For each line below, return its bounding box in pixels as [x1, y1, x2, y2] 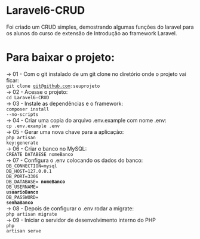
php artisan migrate [6, 211, 58, 217]
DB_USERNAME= [6, 183, 39, 190]
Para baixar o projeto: [6, 51, 115, 65]
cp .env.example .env [6, 123, 60, 129]
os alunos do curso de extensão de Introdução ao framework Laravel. [6, 29, 177, 36]
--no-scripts [6, 111, 39, 117]
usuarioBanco [6, 189, 39, 195]
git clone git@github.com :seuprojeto [6, 83, 100, 89]
